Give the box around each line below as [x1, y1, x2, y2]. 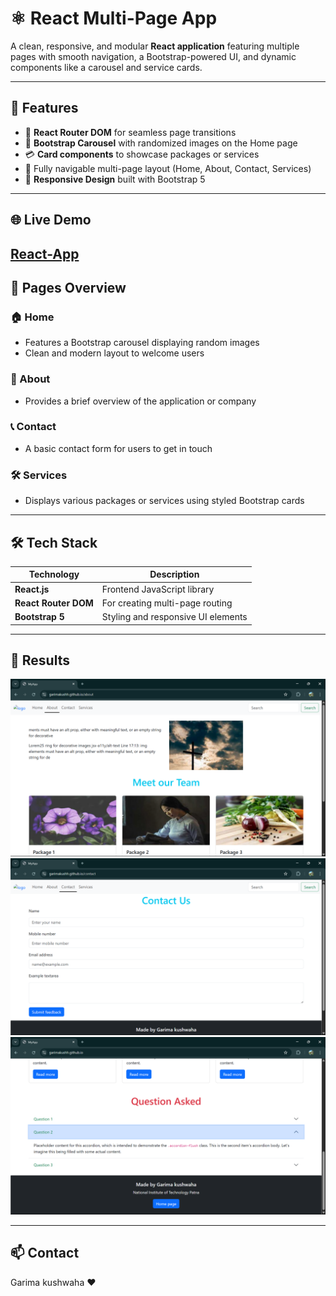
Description [149, 568, 200, 581]
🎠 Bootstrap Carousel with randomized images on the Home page [24, 137, 298, 149]
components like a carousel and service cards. [10, 61, 203, 73]
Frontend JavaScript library [101, 583, 215, 595]
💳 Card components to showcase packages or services [24, 148, 260, 160]
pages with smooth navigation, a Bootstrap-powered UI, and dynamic [10, 50, 297, 62]
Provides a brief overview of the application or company [24, 395, 257, 407]
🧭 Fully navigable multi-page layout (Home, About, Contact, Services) [24, 162, 312, 174]
